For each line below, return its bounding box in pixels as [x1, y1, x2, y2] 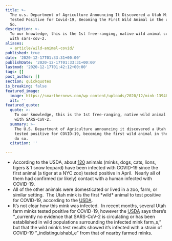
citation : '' [10, 141, 38, 146]
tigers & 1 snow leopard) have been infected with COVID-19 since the [12, 165, 159, 171]
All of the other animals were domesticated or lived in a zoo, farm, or [12, 186, 158, 192]
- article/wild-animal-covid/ [10, 46, 74, 51]
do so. [14, 136, 29, 141]
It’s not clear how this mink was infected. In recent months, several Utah [12, 203, 166, 209]
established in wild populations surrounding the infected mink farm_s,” [12, 219, 161, 225]
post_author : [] [5, 74, 40, 79]
